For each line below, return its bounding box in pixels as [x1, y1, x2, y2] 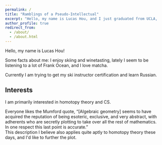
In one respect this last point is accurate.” [5, 124, 89, 130]
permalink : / [5, 7, 32, 12]
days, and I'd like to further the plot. [5, 134, 77, 140]
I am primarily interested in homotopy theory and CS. [5, 99, 111, 105]
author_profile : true [5, 21, 49, 26]
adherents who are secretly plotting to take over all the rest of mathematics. [5, 119, 157, 124]
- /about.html [9, 35, 38, 40]
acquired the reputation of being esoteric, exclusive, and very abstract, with [5, 113, 157, 120]
